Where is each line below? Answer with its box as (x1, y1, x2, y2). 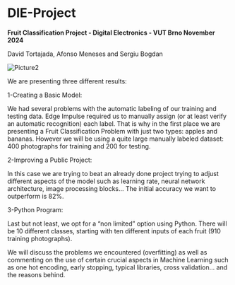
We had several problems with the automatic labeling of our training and (7, 104, 217, 112)
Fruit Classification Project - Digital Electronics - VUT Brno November (7, 28, 215, 37)
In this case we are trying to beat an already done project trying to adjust (7, 169, 219, 178)
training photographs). (7, 234, 73, 243)
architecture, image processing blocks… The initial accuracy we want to (7, 184, 217, 192)
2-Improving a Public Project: (7, 156, 92, 164)
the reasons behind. (7, 270, 66, 279)
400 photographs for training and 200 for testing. (7, 141, 151, 150)
